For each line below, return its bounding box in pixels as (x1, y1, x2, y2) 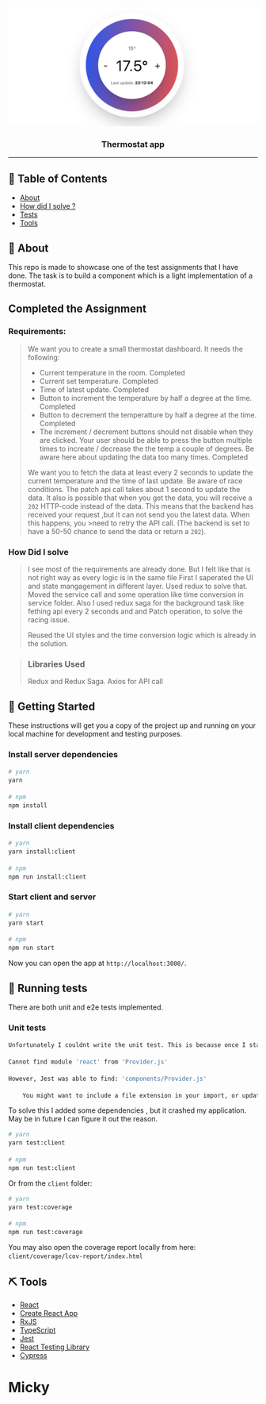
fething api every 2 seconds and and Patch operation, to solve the (27, 606, 243, 617)
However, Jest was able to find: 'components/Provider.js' (8, 1075, 207, 1083)
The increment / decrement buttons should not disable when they (39, 427, 253, 437)
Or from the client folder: (8, 1178, 93, 1188)
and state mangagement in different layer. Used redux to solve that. (27, 582, 248, 591)
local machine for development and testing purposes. (8, 729, 183, 739)
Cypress (19, 1350, 47, 1360)
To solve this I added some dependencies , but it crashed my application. (8, 1106, 247, 1115)
